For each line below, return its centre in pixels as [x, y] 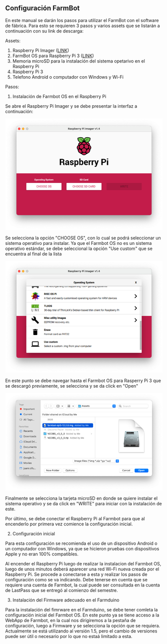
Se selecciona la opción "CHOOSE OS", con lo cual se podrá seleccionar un [83, 238]
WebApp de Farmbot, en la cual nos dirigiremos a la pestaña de [70, 620]
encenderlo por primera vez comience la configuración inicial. [69, 524]
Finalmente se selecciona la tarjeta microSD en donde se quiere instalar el [81, 498]
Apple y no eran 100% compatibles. [42, 554]
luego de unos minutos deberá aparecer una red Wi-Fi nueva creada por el [82, 569]
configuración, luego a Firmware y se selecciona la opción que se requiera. [83, 626]
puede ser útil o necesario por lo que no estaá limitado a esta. [69, 636]
